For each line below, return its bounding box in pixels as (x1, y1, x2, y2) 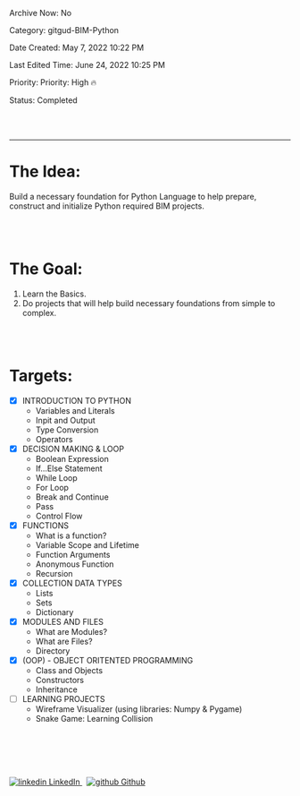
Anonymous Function (35, 559, 114, 569)
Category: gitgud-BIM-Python (9, 25, 119, 35)
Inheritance (35, 684, 78, 695)
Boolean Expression (35, 453, 109, 464)
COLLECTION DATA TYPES (21, 578, 122, 588)
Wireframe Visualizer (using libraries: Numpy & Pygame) (35, 704, 243, 715)
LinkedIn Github (48, 776, 146, 787)
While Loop (35, 472, 78, 483)
